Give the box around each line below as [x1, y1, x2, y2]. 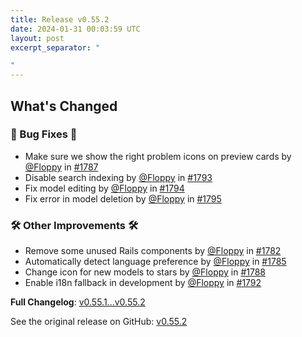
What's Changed [10, 97, 118, 115]
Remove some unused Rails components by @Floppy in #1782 [24, 245, 282, 257]
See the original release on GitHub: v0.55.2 [10, 316, 188, 328]
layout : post [10, 33, 65, 43]
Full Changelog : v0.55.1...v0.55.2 [10, 296, 146, 308]
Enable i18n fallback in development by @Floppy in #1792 [24, 277, 262, 289]
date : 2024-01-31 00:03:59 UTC [10, 24, 141, 34]
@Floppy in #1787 [24, 161, 99, 173]
